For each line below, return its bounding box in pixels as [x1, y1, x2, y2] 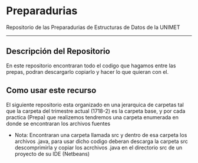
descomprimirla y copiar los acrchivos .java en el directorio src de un [14, 144, 183, 151]
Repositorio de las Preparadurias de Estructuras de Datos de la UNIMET [6, 24, 181, 31]
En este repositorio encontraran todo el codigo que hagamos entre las [6, 62, 176, 69]
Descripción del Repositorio [6, 46, 110, 57]
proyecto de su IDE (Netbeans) [14, 150, 90, 157]
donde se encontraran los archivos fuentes [6, 120, 111, 127]
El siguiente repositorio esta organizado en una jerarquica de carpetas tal [6, 101, 184, 108]
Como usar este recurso [6, 86, 97, 96]
